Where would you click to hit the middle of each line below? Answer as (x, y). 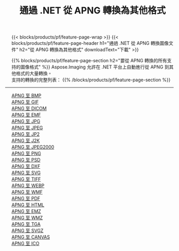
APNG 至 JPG (26, 121)
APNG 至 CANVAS (31, 237)
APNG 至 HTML (28, 205)
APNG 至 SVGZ (28, 231)
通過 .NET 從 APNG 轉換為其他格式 (93, 11)
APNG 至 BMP (26, 96)
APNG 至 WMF (27, 192)
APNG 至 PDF (26, 199)
